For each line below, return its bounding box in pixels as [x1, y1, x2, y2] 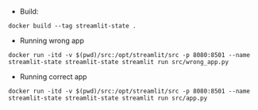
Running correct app [19, 72, 87, 82]
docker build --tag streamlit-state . [8, 22, 137, 30]
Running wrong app [19, 36, 85, 45]
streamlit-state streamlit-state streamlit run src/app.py [8, 94, 208, 102]
